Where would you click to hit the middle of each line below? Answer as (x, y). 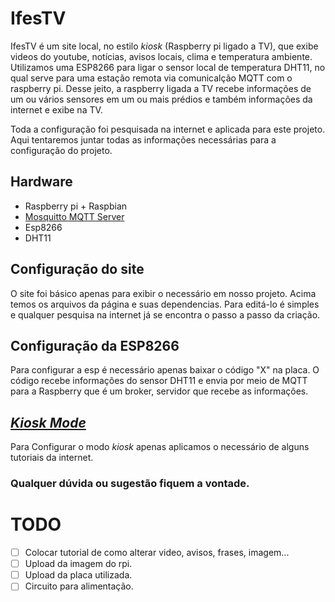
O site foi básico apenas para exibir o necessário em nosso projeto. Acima (163, 293)
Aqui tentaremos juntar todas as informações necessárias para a (143, 139)
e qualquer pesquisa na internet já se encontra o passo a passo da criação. (165, 314)
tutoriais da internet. (52, 458)
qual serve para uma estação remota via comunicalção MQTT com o (151, 78)
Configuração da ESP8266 (95, 345)
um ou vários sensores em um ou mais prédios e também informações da (161, 99)
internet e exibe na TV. (56, 109)
